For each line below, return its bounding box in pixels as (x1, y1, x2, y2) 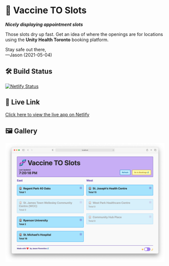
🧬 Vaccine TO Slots (5, 5, 87, 16)
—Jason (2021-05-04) (5, 52, 52, 58)
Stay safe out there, (5, 46, 47, 52)
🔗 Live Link (5, 98, 40, 107)
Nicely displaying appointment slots (5, 21, 83, 27)
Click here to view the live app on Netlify (5, 111, 90, 117)
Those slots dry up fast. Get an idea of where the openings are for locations (5, 31, 163, 37)
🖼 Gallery (5, 126, 38, 135)
